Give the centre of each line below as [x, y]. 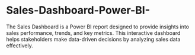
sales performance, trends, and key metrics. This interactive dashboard [93, 33]
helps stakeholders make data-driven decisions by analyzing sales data [93, 39]
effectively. [20, 46]
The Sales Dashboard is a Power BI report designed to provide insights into [98, 27]
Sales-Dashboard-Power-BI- [78, 10]
